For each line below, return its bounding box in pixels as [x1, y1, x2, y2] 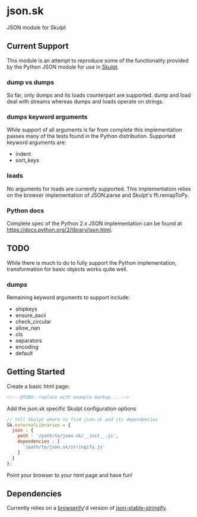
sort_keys [15, 156, 40, 164]
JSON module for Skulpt [7, 24, 66, 31]
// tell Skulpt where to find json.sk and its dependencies [7, 416, 159, 422]
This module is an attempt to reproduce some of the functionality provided [7, 57, 189, 64]
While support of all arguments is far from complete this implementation [7, 126, 183, 133]
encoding [15, 343, 39, 350]
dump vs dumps [7, 78, 55, 86]
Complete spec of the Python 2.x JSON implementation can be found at [7, 220, 182, 227]
